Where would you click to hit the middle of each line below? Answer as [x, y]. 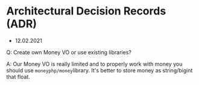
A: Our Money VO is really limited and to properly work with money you [94, 64]
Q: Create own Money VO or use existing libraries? [69, 52]
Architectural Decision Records [86, 11]
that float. [18, 77]
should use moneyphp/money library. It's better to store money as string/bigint [99, 70]
